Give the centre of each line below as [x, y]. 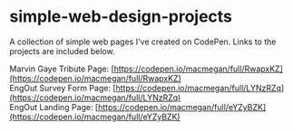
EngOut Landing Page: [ [54, 107]
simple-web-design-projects [121, 17]
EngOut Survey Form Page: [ [63, 88]
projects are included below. [62, 51]
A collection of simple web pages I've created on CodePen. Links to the [143, 42]
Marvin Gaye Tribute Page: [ [62, 69]
